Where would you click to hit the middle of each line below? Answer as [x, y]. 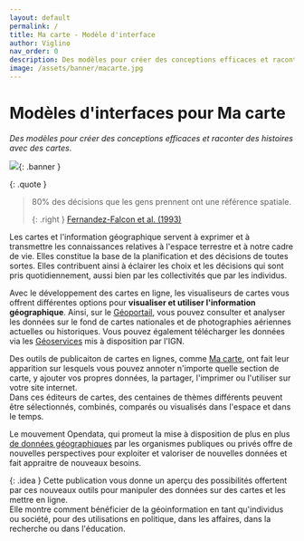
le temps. [27, 416]
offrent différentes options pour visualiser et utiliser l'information [133, 302]
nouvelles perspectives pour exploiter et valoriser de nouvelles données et [148, 453]
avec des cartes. [41, 148]
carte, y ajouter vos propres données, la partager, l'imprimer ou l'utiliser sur [150, 378]
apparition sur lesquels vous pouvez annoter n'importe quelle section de [144, 368]
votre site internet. [43, 387]
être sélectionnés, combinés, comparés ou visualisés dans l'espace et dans [150, 406]
